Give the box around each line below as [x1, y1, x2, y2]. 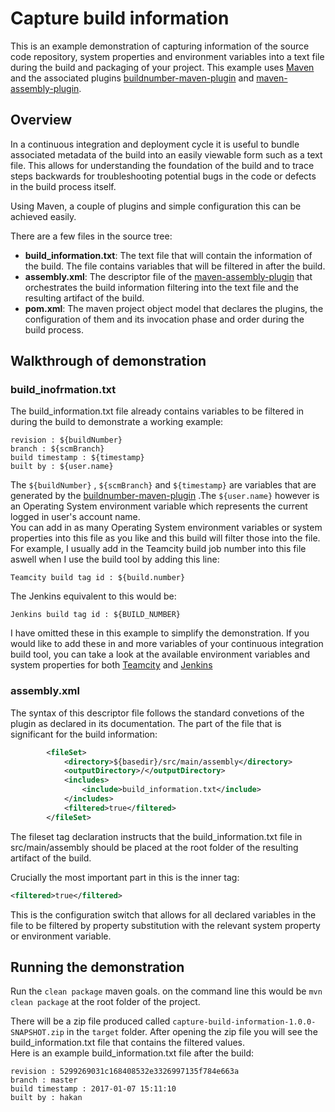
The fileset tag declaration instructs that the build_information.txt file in [10, 830, 303, 842]
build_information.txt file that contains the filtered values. [10, 1037, 246, 1049]
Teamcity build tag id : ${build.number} [10, 573, 186, 583]
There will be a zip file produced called [10, 1015, 171, 1027]
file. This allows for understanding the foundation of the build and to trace [10, 159, 315, 171]
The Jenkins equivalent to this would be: [10, 590, 177, 602]
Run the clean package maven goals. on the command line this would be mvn [10, 985, 323, 997]
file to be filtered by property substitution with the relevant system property [10, 919, 321, 931]
